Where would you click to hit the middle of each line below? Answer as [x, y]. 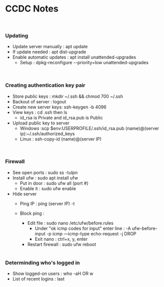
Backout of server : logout [39, 101]
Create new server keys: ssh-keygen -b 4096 [59, 107]
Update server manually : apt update [50, 47]
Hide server [24, 194]
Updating [17, 36]
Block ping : [32, 213]
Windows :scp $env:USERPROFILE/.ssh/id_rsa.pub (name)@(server [89, 128]
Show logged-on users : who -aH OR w [53, 273]
